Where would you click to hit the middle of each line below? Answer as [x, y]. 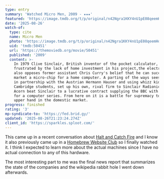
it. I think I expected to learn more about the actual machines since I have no [82, 147]
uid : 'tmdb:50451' [28, 46]
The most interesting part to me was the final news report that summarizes [80, 162]
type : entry [17, 10]
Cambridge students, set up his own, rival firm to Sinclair [77, 87]
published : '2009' [28, 55]
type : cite [20, 32]
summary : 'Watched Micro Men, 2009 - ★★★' [49, 14]
